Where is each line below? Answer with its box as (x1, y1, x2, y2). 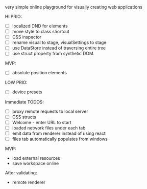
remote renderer (12, 179, 46, 185)
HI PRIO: (5, 14, 22, 19)
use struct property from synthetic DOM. (12, 51, 95, 57)
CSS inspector (12, 34, 42, 40)
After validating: (5, 169, 37, 175)
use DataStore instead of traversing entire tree (12, 45, 106, 51)
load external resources (12, 155, 60, 161)
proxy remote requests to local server (12, 108, 88, 114)
